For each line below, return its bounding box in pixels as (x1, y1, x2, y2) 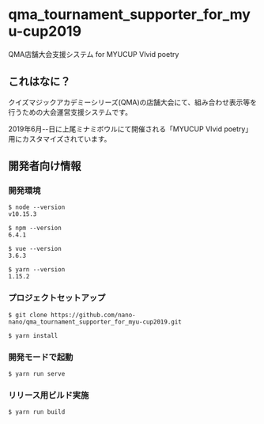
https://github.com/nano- (50, 311, 136, 319)
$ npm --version (8, 224, 62, 233)
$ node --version (8, 203, 66, 211)
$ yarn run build (8, 408, 66, 416)
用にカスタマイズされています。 (8, 134, 111, 143)
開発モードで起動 (8, 351, 74, 362)
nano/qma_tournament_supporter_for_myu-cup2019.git (8, 318, 182, 326)
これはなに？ (8, 75, 71, 89)
